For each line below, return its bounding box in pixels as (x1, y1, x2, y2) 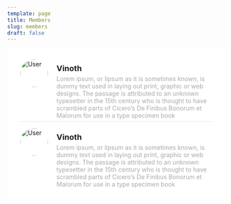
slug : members (7, 23, 48, 30)
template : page (7, 10, 51, 17)
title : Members (7, 17, 51, 24)
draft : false (7, 29, 45, 37)
